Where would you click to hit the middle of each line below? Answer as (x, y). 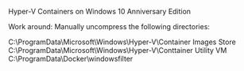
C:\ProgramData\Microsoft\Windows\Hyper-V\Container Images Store (122, 42)
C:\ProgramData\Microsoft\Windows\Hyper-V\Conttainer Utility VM (118, 50)
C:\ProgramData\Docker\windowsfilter (71, 59)
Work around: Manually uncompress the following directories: (109, 26)
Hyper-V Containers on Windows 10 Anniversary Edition (100, 11)
